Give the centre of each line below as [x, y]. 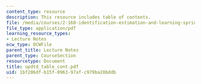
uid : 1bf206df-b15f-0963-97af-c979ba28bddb [61, 72]
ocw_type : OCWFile [29, 45]
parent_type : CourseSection [41, 56]
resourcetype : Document [36, 61]
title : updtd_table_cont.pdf [42, 67]
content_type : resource [36, 12]
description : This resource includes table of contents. [79, 17]
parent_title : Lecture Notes [42, 50]
